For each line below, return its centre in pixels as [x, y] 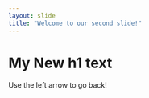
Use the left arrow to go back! [58, 85]
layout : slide [32, 16]
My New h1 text [60, 63]
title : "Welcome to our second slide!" [75, 23]
